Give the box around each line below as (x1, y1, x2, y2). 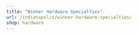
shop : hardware (6, 20, 44, 26)
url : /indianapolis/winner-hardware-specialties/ (6, 14, 133, 20)
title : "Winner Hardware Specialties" (6, 8, 103, 15)
